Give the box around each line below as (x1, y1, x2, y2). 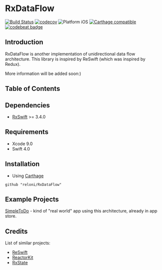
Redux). (5, 61, 21, 67)
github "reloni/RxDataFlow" (5, 182, 62, 187)
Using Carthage (12, 173, 44, 179)
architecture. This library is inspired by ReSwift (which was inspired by (5, 56, 146, 62)
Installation (5, 160, 40, 168)
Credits (5, 227, 28, 235)
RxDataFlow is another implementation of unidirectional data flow (5, 51, 135, 57)
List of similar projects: (5, 240, 51, 246)
